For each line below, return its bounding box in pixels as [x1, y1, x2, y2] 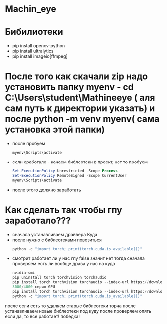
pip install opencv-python [12, 43, 65, 49]
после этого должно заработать [12, 187, 81, 193]
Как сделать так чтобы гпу [5, 204, 122, 215]
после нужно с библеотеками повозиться [12, 237, 102, 243]
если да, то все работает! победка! [5, 313, 80, 319]
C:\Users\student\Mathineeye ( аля [5, 92, 155, 103]
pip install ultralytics [12, 48, 54, 54]
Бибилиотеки [5, 26, 63, 38]
